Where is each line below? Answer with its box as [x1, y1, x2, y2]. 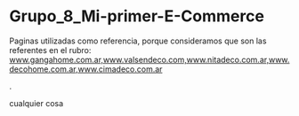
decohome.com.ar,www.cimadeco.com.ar [9, 64, 163, 74]
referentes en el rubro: [9, 44, 92, 55]
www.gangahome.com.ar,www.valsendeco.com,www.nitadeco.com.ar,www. [9, 54, 290, 65]
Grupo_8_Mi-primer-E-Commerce [9, 6, 265, 27]
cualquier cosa [9, 97, 64, 108]
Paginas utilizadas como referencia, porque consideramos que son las [9, 35, 267, 46]
